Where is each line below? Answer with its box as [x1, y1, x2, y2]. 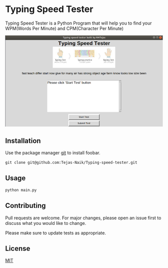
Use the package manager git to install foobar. [5, 150, 101, 156]
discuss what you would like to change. [5, 220, 86, 226]
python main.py [5, 187, 37, 192]
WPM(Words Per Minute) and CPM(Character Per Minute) [5, 25, 124, 31]
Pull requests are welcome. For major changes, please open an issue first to [5, 214, 161, 221]
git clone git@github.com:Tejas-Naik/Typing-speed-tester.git [5, 160, 137, 165]
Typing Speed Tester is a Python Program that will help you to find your [5, 20, 152, 26]
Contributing [5, 201, 46, 210]
